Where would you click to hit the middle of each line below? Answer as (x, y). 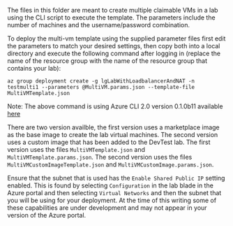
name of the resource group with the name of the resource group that (107, 61)
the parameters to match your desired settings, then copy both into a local (114, 46)
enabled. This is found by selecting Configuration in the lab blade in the (111, 185)
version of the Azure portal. (47, 215)
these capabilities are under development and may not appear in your (107, 208)
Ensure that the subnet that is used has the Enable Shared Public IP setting (116, 178)
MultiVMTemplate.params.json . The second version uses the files (100, 157)
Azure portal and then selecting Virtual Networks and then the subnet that (114, 193)
